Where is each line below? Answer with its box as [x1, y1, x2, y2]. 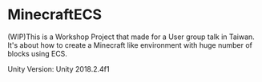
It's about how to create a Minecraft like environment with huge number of [7, 40, 253, 49]
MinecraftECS [7, 6, 102, 24]
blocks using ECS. [7, 49, 67, 58]
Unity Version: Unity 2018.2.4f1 [7, 64, 110, 73]
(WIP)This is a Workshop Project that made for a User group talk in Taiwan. [7, 32, 256, 41]
